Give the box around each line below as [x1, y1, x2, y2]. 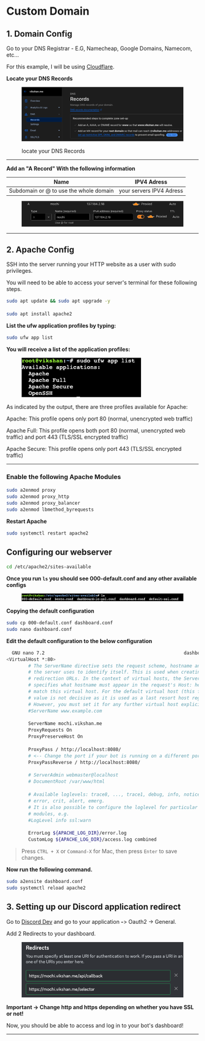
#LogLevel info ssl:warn [28, 817, 92, 823]
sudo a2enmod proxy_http [6, 493, 70, 500]
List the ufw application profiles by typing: [6, 322, 117, 329]
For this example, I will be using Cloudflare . [6, 63, 115, 70]
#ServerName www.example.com [28, 708, 103, 714]
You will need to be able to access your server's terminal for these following [6, 279, 197, 286]
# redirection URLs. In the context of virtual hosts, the [28, 675, 182, 682]
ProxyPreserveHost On [28, 733, 84, 740]
